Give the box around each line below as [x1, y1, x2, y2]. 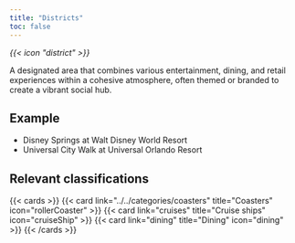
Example [9, 111, 60, 126]
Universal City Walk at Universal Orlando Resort [22, 144, 203, 155]
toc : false [9, 22, 51, 31]
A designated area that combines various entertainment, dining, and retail [9, 65, 286, 76]
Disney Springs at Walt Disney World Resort [22, 134, 188, 146]
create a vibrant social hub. [9, 84, 112, 95]
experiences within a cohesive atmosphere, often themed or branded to [9, 74, 279, 85]
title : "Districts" [9, 13, 84, 23]
